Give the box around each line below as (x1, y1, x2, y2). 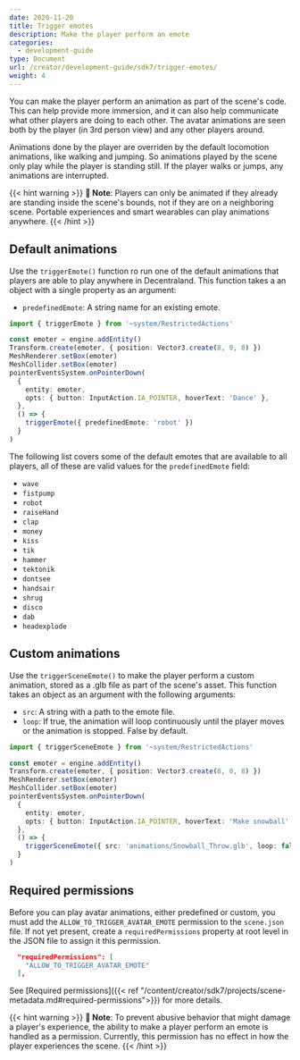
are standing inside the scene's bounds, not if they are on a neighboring (9, 197, 274, 207)
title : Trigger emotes (9, 21, 94, 30)
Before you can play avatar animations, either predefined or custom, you (9, 906, 276, 917)
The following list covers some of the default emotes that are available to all (9, 450, 287, 461)
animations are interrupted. (9, 170, 109, 181)
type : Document (9, 55, 66, 63)
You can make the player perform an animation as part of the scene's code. (9, 96, 287, 106)
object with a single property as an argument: (9, 284, 177, 295)
